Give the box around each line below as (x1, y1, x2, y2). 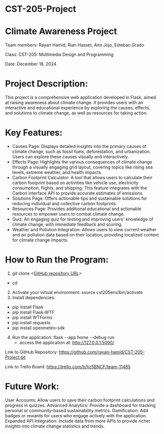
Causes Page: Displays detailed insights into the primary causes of (12, 144, 146, 149)
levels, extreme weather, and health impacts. (12, 169, 102, 175)
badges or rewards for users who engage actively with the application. (5, 412, 147, 418)
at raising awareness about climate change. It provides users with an (5, 99, 143, 106)
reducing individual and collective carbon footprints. (12, 201, 117, 206)
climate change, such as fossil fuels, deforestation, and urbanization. (12, 148, 151, 154)
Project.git (5, 354, 26, 360)
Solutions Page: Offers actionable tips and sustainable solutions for (12, 195, 147, 201)
